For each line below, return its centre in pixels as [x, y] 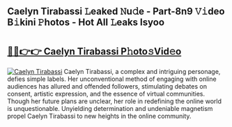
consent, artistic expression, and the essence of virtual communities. [106, 94]
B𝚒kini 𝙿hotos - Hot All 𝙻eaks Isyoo [86, 23]
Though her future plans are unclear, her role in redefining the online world [114, 101]
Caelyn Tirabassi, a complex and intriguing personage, [142, 72]
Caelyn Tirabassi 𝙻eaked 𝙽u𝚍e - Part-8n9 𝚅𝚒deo [116, 12]
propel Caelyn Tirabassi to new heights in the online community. [99, 116]
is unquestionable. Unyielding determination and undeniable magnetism [110, 109]
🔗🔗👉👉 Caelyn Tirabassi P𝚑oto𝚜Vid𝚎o [94, 51]
